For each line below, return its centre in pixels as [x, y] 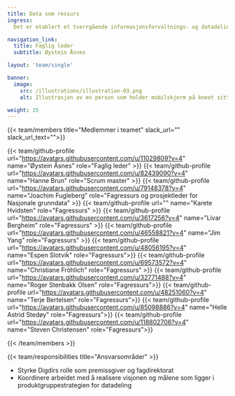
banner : [19, 78]
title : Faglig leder [43, 46]
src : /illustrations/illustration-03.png [81, 91]
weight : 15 [23, 110]
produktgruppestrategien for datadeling [74, 385]
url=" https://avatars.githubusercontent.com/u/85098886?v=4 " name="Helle [117, 307]
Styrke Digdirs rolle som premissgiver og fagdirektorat [95, 370]
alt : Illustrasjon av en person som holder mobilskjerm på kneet [117, 97]
